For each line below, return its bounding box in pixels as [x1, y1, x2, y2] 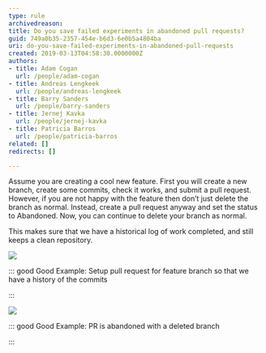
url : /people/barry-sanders [15, 102, 111, 110]
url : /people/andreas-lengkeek [15, 87, 122, 96]
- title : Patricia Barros [8, 125, 96, 133]
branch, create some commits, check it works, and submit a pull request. [8, 185, 251, 195]
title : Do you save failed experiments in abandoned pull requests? [8, 27, 245, 35]
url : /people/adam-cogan [15, 72, 100, 80]
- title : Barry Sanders [8, 95, 89, 103]
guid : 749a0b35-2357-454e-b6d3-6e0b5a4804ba [8, 34, 161, 43]
